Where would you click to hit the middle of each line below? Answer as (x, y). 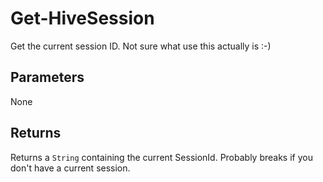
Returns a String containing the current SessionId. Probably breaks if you (161, 157)
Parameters (47, 77)
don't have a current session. (70, 168)
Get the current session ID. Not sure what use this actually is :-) (141, 46)
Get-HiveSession (82, 18)
